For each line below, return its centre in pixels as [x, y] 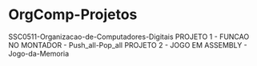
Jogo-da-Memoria [39, 53]
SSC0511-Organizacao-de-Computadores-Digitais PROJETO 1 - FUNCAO [129, 37]
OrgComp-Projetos [73, 15]
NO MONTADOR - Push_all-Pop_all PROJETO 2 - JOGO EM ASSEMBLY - [128, 45]
